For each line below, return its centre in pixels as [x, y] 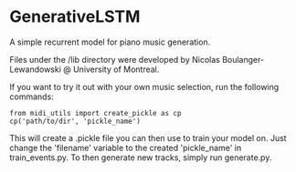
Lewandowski [36, 69]
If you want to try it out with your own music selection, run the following [144, 86]
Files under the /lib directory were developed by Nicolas [115, 59]
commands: [32, 96]
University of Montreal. [116, 69]
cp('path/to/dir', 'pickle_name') [75, 121]
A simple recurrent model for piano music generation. [110, 42]
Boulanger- [243, 59]
